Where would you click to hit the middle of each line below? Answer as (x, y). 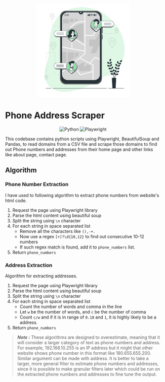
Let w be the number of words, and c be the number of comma (83, 312)
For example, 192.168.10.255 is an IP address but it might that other (85, 348)
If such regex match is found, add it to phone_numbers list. (77, 247)
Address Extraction (29, 265)
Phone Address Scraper (55, 116)
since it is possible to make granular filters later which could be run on (89, 369)
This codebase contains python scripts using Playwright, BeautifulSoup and (82, 139)
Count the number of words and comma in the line (71, 307)
